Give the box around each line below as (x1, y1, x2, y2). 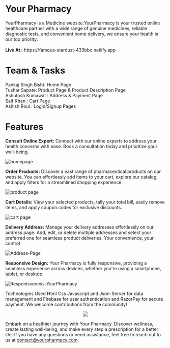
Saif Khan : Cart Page (5, 98, 50, 104)
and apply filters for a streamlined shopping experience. (5, 179, 123, 185)
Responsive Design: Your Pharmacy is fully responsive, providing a (5, 260, 147, 266)
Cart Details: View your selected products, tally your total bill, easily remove (5, 199, 165, 205)
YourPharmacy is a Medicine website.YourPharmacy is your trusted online (5, 20, 160, 26)
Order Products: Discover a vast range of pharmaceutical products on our (5, 168, 161, 175)
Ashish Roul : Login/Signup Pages (5, 103, 76, 109)
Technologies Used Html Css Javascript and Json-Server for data (5, 291, 144, 297)
